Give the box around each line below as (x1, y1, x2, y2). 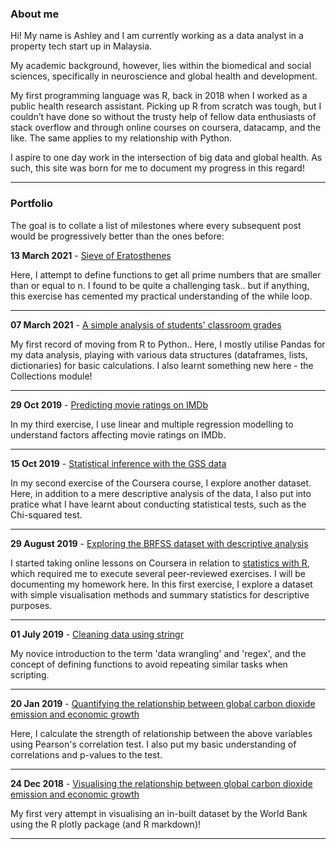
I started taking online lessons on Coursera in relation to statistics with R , (10, 557, 310, 569)
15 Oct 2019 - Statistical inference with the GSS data (10, 457, 227, 469)
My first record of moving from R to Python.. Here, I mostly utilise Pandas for (10, 338, 326, 350)
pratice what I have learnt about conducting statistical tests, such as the (10, 498, 307, 510)
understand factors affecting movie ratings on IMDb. (10, 428, 227, 441)
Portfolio (10, 197, 54, 211)
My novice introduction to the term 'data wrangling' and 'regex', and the (10, 647, 307, 659)
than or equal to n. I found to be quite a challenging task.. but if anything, (10, 279, 310, 291)
